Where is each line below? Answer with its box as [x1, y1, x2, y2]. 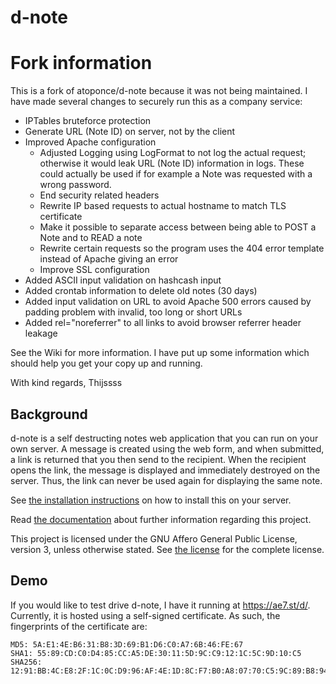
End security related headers [39, 189, 160, 201]
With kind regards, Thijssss [10, 377, 123, 389]
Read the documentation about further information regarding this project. [10, 513, 312, 525]
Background [10, 406, 88, 423]
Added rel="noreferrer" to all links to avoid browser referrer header [24, 317, 302, 329]
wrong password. [39, 179, 112, 191]
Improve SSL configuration [39, 264, 150, 276]
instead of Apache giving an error [39, 253, 179, 265]
